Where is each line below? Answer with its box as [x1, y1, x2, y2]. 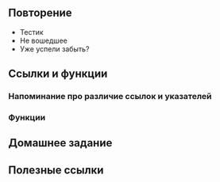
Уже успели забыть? [19, 44, 90, 54]
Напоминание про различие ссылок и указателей [8, 91, 212, 102]
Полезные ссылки [8, 163, 104, 176]
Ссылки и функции [8, 67, 108, 81]
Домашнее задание [8, 136, 113, 150]
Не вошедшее [19, 36, 68, 45]
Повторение [8, 6, 73, 20]
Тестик [19, 27, 44, 36]
